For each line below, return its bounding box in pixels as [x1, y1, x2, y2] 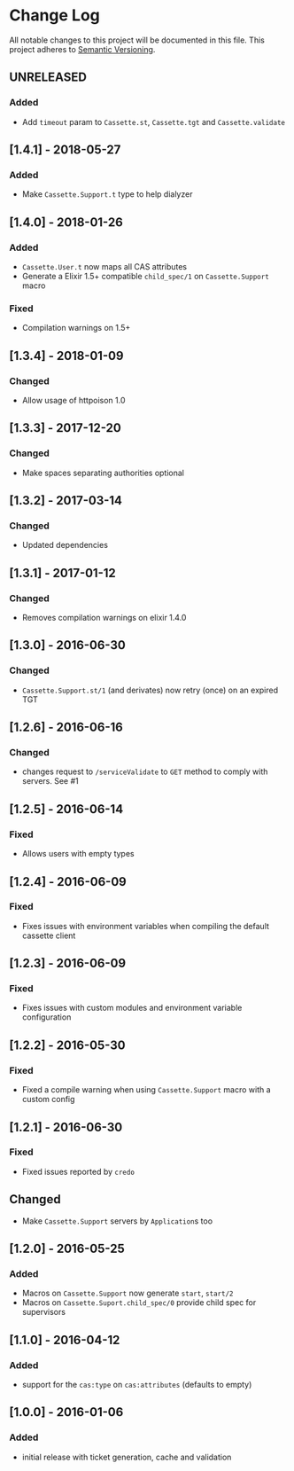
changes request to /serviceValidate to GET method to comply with [21, 766, 268, 777]
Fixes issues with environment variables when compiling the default [21, 920, 270, 931]
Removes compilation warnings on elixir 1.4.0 [21, 613, 187, 623]
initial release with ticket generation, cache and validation [21, 1451, 232, 1462]
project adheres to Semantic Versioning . [9, 43, 156, 54]
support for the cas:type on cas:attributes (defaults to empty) [21, 1380, 252, 1390]
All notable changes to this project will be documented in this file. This [9, 35, 266, 45]
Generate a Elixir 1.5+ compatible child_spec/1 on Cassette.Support [21, 271, 270, 281]
